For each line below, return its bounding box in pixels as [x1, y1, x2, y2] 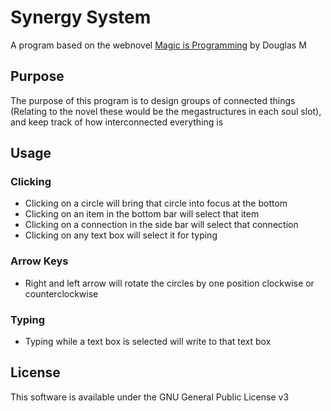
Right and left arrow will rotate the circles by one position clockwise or [24, 277, 315, 289]
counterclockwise [24, 287, 99, 300]
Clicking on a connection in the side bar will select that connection [24, 219, 299, 231]
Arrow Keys [10, 254, 69, 268]
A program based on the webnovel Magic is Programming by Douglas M [10, 39, 307, 51]
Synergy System [10, 6, 152, 29]
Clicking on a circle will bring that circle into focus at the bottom [24, 197, 288, 210]
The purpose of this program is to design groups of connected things [10, 94, 296, 106]
